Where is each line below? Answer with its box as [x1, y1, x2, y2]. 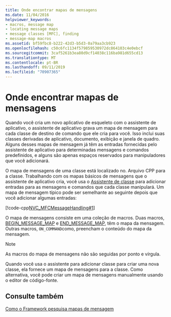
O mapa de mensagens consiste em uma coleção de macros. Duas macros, [5, 214, 165, 221]
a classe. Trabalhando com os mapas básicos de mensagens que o [5, 173, 147, 179]
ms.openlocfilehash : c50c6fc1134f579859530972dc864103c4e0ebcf [5, 46, 143, 51]
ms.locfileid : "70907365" [5, 70, 60, 75]
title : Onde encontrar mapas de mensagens [5, 7, 97, 13]
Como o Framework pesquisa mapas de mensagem [5, 306, 114, 312]
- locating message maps [5, 27, 58, 32]
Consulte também [5, 292, 64, 301]
